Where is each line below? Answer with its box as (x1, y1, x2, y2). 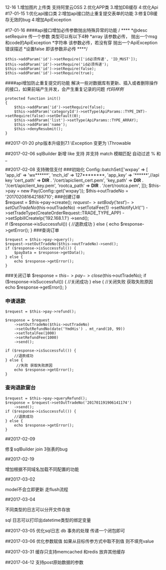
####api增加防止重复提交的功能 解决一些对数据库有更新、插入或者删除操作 (5, 80, 159, 86)
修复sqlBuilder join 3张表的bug (5, 446, 68, 452)
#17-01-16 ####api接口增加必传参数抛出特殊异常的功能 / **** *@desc (5, 27, 148, 33)
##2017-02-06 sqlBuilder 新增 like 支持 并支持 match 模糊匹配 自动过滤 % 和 (5, 151, 161, 156)
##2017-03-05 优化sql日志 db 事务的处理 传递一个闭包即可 (5, 527, 125, 533)
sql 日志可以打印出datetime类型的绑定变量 (5, 517, 91, 523)
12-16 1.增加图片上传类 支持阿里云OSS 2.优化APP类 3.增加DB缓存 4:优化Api (5, 4, 159, 10)
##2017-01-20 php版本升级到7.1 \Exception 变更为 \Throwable (5, 140, 131, 146)
